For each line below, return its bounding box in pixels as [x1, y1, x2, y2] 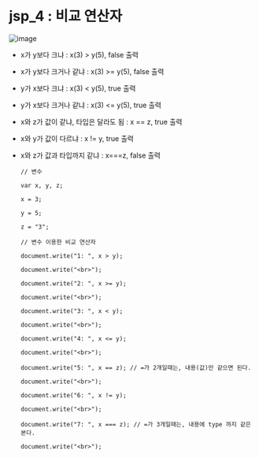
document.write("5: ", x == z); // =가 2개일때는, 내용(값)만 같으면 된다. [20, 363, 251, 371]
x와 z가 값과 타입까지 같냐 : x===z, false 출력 [20, 151, 161, 160]
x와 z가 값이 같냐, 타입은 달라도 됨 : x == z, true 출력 [20, 117, 183, 126]
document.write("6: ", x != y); [20, 391, 127, 399]
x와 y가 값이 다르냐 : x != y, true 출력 [20, 133, 135, 143]
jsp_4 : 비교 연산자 [9, 7, 123, 25]
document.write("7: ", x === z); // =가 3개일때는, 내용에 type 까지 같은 [20, 420, 251, 428]
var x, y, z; [20, 181, 64, 189]
